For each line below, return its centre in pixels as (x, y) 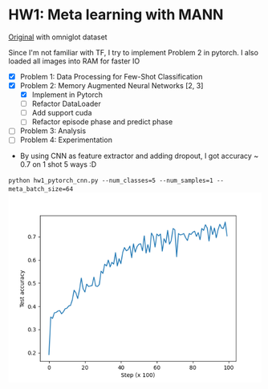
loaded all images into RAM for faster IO (74, 61)
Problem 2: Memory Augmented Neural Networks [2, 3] (112, 85)
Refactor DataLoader (67, 104)
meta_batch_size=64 (41, 189)
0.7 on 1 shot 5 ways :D (58, 164)
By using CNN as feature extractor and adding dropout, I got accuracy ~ (139, 156)
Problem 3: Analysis (53, 131)
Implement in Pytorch (67, 95)
